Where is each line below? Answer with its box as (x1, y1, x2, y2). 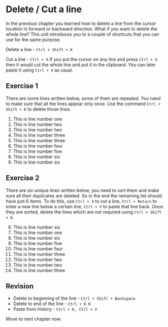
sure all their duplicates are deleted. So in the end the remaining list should (6, 192, 162, 199)
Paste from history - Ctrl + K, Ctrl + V (13, 306, 97, 312)
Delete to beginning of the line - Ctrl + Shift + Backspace (13, 296, 136, 302)
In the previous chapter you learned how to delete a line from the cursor (6, 20, 156, 26)
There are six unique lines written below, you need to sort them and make (6, 187, 159, 193)
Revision (6, 282, 34, 290)
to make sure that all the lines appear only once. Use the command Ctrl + (6, 101, 160, 107)
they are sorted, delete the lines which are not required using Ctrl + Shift (6, 209, 162, 215)
